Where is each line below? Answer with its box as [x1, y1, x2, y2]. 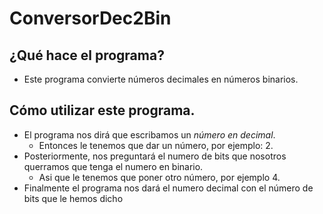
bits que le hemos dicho [23, 192, 124, 204]
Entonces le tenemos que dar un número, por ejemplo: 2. [38, 139, 274, 151]
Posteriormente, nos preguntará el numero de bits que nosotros [23, 150, 287, 162]
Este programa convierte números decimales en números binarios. [23, 73, 299, 85]
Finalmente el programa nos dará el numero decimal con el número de [23, 182, 314, 194]
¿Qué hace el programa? [9, 47, 165, 64]
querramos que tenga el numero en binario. [23, 160, 204, 172]
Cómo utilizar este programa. [9, 102, 196, 119]
